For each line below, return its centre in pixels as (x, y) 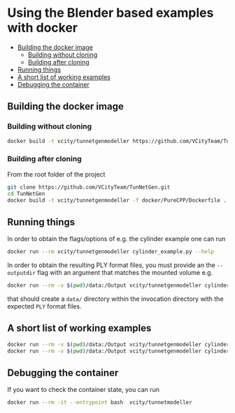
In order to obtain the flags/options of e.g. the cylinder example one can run (116, 239)
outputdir (22, 273)
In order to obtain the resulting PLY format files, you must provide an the (111, 265)
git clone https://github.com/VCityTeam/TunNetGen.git (89, 187)
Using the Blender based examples (111, 13)
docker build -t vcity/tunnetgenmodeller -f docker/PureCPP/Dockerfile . (117, 200)
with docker (43, 28)
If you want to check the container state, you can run (83, 390)
